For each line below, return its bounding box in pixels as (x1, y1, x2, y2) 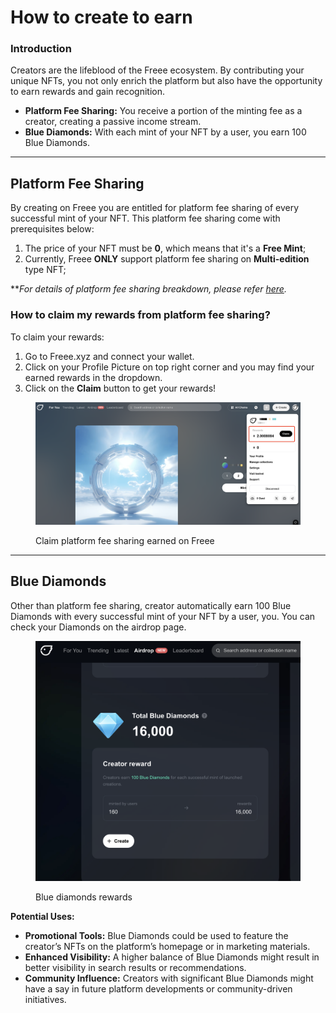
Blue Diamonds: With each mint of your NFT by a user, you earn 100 (24, 126, 307, 138)
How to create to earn (10, 6, 193, 29)
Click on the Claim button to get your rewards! (24, 382, 217, 394)
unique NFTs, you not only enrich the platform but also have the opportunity (10, 75, 323, 87)
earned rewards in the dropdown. (24, 371, 163, 383)
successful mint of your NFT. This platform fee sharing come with (10, 212, 281, 225)
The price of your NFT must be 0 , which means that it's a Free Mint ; (24, 242, 307, 255)
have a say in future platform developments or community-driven (24, 983, 293, 995)
